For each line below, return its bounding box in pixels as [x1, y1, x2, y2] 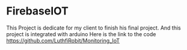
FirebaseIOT [6, 4, 69, 18]
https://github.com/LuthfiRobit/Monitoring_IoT [6, 37, 120, 44]
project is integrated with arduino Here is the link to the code [6, 30, 156, 37]
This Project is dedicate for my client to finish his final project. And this [6, 24, 182, 31]
